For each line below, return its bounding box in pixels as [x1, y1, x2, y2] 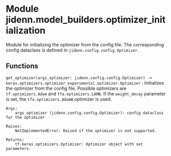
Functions [6, 62, 39, 70]
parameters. [6, 146, 31, 151]
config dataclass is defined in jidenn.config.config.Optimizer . [6, 47, 139, 53]
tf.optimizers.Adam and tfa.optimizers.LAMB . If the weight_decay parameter [6, 90, 166, 97]
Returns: [6, 137, 25, 142]
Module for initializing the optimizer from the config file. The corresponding [6, 41, 164, 47]
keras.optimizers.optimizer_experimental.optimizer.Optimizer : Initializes [6, 80, 164, 86]
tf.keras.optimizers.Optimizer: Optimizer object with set [15, 141, 143, 147]
